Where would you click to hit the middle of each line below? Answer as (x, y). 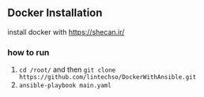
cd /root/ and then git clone (67, 69)
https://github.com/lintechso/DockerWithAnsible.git (108, 77)
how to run (28, 52)
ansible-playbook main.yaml (65, 86)
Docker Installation (55, 13)
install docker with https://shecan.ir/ (66, 32)
